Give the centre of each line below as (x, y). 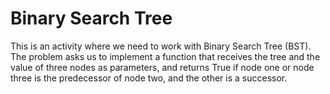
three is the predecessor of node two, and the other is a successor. (149, 78)
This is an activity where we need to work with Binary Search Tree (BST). (161, 46)
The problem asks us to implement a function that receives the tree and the (165, 56)
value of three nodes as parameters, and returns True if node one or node (162, 67)
